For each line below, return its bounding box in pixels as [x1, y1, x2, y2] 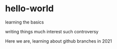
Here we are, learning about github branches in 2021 [5, 38, 112, 44]
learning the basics [5, 19, 44, 25]
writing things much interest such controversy [5, 28, 99, 34]
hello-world [5, 3, 54, 14]
